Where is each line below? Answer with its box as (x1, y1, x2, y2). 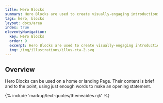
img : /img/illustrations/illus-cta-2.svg (9, 47, 95, 52)
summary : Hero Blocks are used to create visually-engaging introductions (5, 12, 160, 16)
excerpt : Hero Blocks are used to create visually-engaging (9, 43, 133, 48)
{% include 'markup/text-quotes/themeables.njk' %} (5, 93, 110, 99)
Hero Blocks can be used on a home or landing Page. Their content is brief (5, 78, 154, 84)
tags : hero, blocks (5, 16, 45, 21)
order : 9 (9, 39, 27, 44)
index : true (5, 25, 29, 30)
